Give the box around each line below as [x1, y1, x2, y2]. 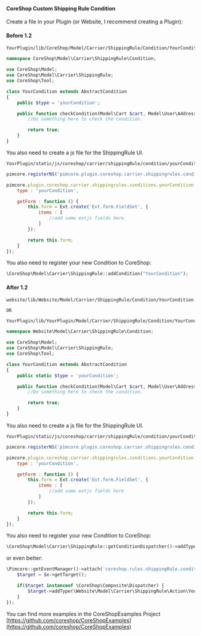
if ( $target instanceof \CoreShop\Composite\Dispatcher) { [17, 583, 165, 589]
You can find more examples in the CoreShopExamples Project [6, 610, 161, 617]
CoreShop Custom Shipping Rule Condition [6, 5, 115, 12]
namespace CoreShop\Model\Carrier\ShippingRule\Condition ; [6, 56, 157, 62]
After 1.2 [6, 283, 28, 291]
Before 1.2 [6, 32, 32, 39]
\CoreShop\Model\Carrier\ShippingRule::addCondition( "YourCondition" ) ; [6, 271, 188, 277]
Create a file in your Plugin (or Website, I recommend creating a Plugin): [6, 18, 183, 25]
